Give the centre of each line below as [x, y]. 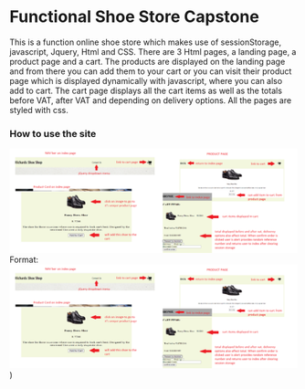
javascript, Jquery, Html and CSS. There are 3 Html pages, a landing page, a [153, 51]
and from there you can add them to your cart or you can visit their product [151, 71]
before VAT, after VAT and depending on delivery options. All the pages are [151, 100]
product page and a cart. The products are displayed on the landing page [147, 61]
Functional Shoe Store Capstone [135, 17]
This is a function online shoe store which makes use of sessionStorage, [145, 42]
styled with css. [39, 110]
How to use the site [53, 133]
